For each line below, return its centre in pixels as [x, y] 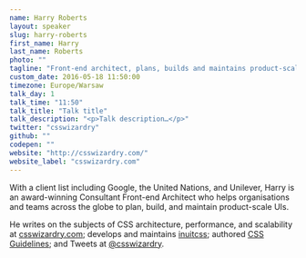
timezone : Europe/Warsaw [56, 85]
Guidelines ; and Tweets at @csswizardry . [87, 243]
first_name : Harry [44, 43]
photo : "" [28, 60]
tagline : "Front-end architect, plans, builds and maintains [128, 69]
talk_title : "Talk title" [58, 111]
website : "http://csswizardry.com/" [79, 153]
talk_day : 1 [32, 94]
